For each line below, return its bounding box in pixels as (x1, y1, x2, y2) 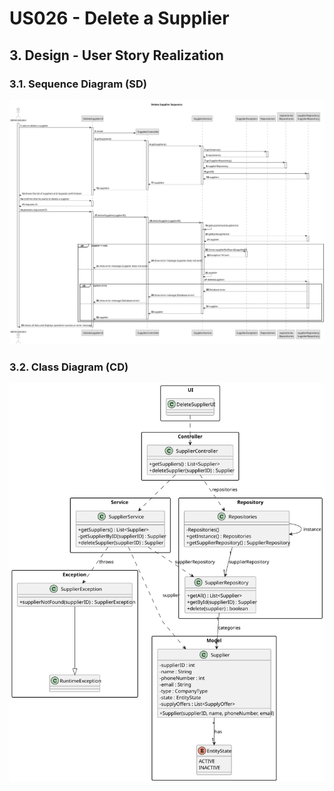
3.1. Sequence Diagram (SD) (9, 77, 147, 91)
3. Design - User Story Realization (9, 47, 224, 64)
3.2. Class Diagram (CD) (9, 360, 129, 374)
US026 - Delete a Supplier (9, 7, 230, 30)
